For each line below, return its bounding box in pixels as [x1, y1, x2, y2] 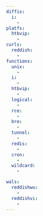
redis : [11, 140, 28, 147]
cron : [11, 151, 25, 157]
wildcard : [11, 163, 35, 169]
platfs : [6, 25, 25, 31]
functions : [6, 58, 33, 64]
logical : [11, 96, 33, 102]
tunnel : [11, 130, 31, 136]
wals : [6, 179, 19, 185]
